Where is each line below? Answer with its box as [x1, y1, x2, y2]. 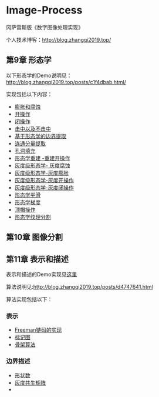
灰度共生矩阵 [14, 379, 46, 386]
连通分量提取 [14, 139, 46, 147]
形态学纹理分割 [14, 213, 51, 221]
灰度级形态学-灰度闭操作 [14, 184, 75, 191]
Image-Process [6, 4, 83, 17]
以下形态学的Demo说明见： [6, 72, 72, 79]
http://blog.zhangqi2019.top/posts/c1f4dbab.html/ [6, 78, 126, 85]
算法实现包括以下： [6, 295, 53, 303]
